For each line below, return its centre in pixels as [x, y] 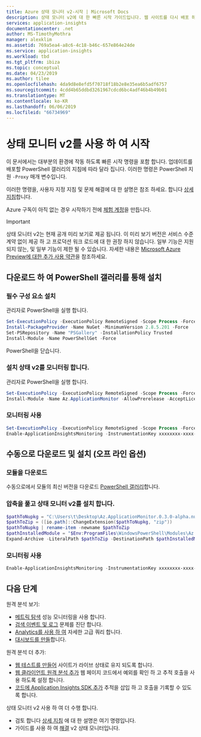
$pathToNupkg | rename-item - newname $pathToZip [68, 528]
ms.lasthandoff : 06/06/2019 [41, 107]
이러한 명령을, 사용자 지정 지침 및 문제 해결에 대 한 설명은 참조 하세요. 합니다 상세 [100, 189]
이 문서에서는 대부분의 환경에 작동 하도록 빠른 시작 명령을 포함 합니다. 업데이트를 [100, 162]
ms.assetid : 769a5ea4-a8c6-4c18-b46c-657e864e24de [71, 46]
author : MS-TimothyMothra [38, 34]
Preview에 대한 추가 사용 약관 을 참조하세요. [57, 256]
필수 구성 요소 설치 [31, 296]
